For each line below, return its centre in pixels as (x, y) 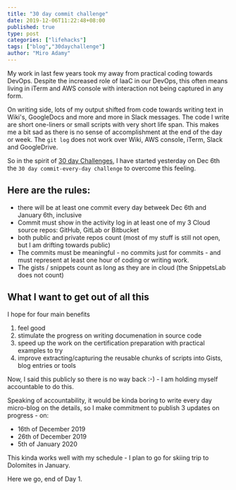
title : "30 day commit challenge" (58, 14)
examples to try (40, 350)
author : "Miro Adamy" (39, 54)
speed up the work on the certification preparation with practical (111, 342)
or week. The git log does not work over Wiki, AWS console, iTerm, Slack (115, 139)
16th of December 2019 (51, 429)
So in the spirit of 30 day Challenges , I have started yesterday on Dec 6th (114, 160)
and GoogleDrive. (33, 147)
